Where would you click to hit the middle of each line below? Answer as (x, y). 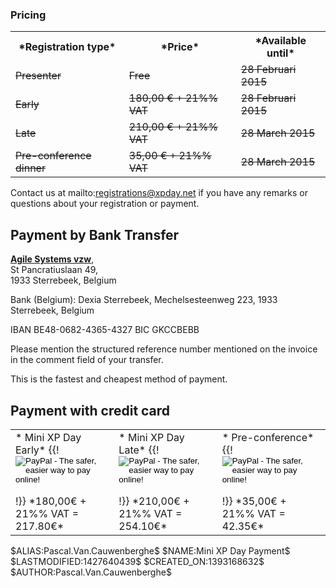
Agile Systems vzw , (52, 259)
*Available (280, 41)
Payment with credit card (90, 410)
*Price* (180, 47)
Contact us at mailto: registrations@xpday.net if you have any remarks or (159, 193)
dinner (30, 168)
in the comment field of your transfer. (87, 360)
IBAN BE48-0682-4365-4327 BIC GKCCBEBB (105, 330)
